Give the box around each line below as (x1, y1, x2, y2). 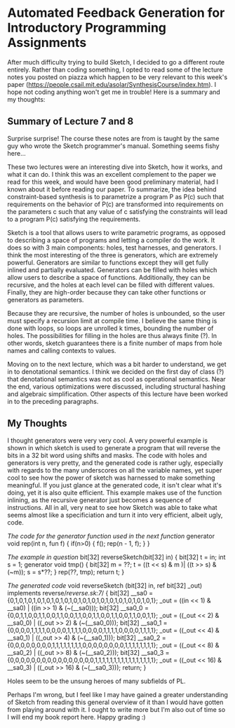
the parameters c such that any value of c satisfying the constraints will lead (7, 207, 228, 215)
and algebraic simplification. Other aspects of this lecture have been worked (7, 389, 228, 398)
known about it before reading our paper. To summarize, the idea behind (7, 184, 217, 194)
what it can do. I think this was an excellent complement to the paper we (7, 170, 216, 178)
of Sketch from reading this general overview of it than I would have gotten (7, 698, 224, 706)
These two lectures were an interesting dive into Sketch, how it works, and (7, 163, 223, 171)
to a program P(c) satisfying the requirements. (7, 215, 141, 223)
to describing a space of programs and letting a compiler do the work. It (7, 236, 215, 244)
